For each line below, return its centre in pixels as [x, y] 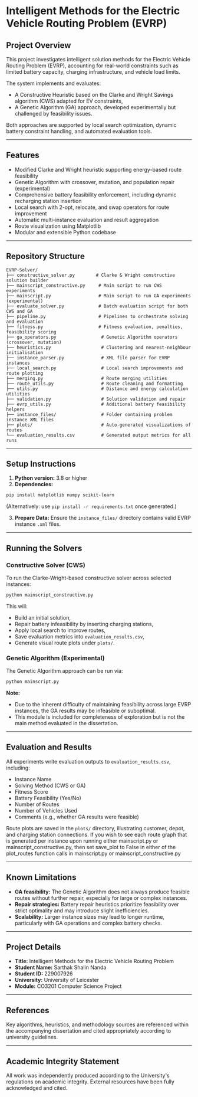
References [28, 1010]
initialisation [25, 352]
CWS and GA [19, 311]
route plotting [25, 373]
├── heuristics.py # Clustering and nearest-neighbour [99, 347]
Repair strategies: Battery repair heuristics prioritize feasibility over [97, 904]
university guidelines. [32, 1037]
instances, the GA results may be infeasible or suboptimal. [85, 711]
